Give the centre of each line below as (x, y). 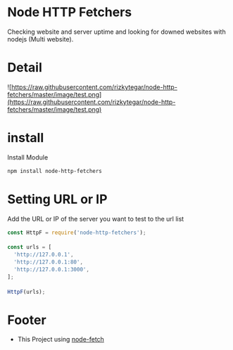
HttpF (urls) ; (26, 292)
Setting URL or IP (57, 199)
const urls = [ (30, 247)
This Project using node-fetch (61, 339)
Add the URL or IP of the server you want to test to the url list (96, 219)
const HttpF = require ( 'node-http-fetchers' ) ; (77, 233)
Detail (25, 68)
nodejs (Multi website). (40, 39)
